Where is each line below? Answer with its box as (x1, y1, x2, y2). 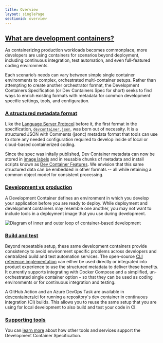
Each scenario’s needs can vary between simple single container (5, 72, 135, 78)
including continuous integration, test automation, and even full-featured (5, 57, 150, 63)
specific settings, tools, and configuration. (5, 98, 90, 104)
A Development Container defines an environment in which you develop (5, 195, 149, 201)
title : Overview (5, 7, 38, 12)
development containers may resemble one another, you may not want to (5, 205, 152, 211)
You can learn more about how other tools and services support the (5, 327, 141, 333)
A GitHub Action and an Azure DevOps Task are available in (5, 289, 124, 295)
